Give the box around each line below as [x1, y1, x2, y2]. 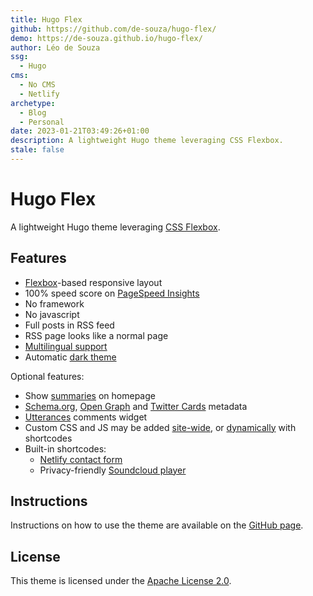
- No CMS [19, 80, 56, 90]
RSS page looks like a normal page [24, 329, 169, 341]
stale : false [10, 145, 65, 155]
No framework [24, 297, 85, 310]
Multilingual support [24, 340, 108, 352]
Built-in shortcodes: [24, 442, 107, 455]
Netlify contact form [39, 453, 123, 465]
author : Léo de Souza [10, 42, 101, 53]
